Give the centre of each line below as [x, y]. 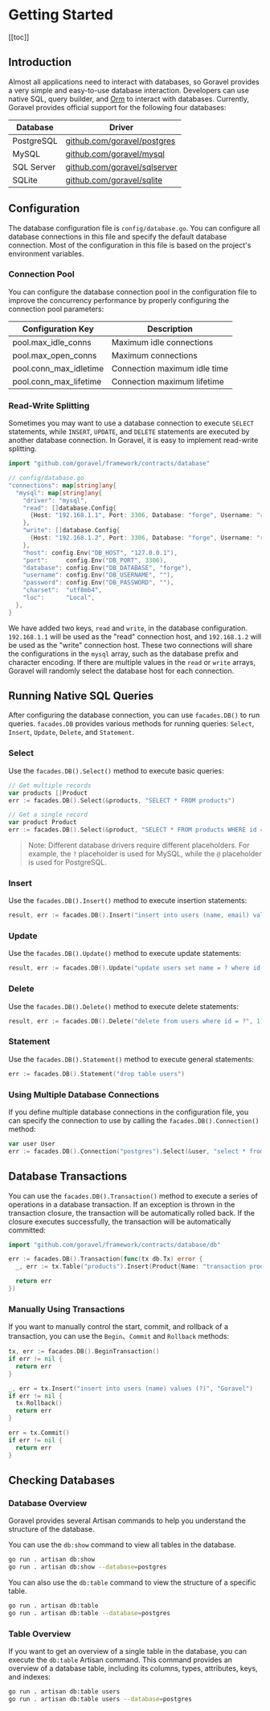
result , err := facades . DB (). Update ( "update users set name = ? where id [135, 968]
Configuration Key [58, 329]
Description [170, 329]
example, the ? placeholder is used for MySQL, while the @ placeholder [145, 854]
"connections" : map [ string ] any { [62, 485]
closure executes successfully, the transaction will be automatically [120, 1221]
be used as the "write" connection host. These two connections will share [131, 645]
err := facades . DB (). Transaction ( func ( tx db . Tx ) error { [106, 1259]
